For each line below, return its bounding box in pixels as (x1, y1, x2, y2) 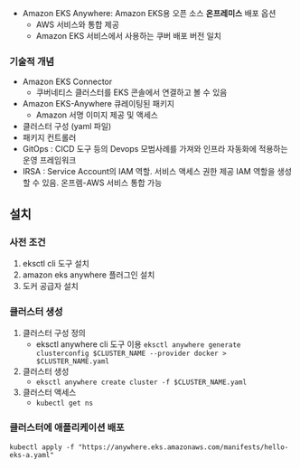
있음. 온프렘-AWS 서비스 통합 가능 (42, 177, 163, 188)
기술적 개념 (9, 55, 55, 68)
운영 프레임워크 (22, 155, 77, 165)
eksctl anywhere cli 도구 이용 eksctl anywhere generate (35, 339, 241, 350)
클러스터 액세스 (22, 387, 77, 398)
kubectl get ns (35, 399, 93, 408)
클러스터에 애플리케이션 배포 (9, 421, 125, 434)
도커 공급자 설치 (22, 280, 79, 291)
